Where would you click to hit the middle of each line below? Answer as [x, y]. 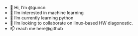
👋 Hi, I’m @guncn [28, 8]
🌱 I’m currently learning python [42, 18]
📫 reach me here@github [36, 28]
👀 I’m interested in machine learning [47, 13]
